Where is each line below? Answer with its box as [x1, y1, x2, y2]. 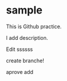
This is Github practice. [6, 23, 62, 30]
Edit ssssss [6, 45, 33, 53]
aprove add [6, 68, 34, 75]
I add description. [6, 34, 48, 41]
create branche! [6, 57, 45, 64]
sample [6, 4, 43, 17]
